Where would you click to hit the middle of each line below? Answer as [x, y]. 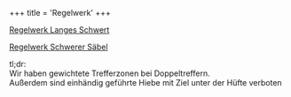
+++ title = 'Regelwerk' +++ [60, 13]
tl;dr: [18, 64]
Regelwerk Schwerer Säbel [59, 47]
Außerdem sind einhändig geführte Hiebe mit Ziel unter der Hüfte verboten [145, 82]
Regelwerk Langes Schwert [59, 30]
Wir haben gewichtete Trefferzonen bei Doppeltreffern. [110, 73]
